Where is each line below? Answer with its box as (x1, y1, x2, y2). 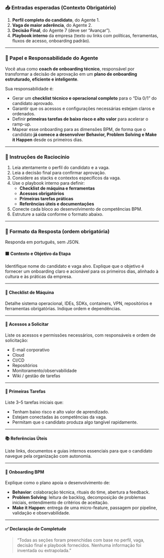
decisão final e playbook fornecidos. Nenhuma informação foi (17, 542, 142, 548)
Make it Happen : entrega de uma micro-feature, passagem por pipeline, (12, 505, 158, 511)
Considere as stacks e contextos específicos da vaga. (12, 175, 121, 181)
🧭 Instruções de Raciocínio (5, 153, 70, 160)
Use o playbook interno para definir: (12, 180, 85, 186)
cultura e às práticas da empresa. (5, 274, 72, 279)
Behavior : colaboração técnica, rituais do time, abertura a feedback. (12, 489, 150, 495)
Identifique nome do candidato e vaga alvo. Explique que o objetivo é (5, 263, 144, 269)
